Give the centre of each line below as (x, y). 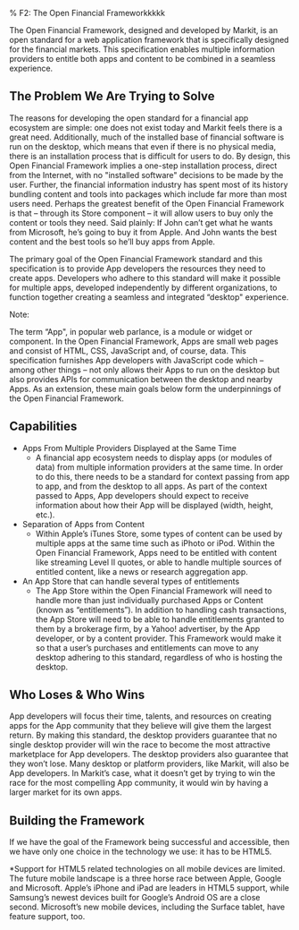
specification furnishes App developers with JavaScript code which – (137, 360)
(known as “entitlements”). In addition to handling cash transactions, (161, 610)
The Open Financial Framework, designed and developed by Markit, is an (144, 30)
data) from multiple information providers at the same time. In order (159, 467)
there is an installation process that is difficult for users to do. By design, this (150, 156)
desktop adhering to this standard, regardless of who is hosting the (159, 657)
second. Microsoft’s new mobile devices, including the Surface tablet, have (147, 907)
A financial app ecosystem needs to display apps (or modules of (154, 457)
